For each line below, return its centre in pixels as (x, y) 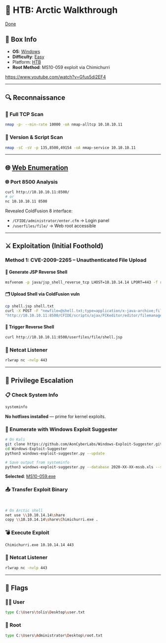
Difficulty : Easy (28, 57)
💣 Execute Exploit (27, 533)
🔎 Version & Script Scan (34, 137)
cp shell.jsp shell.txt (30, 306)
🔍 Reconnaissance (35, 98)
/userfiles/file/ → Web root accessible (54, 226)
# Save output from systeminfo (37, 462)
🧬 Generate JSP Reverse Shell (36, 272)
